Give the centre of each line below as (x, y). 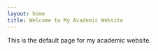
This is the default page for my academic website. (79, 40)
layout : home (26, 14)
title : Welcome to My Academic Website (65, 20)
